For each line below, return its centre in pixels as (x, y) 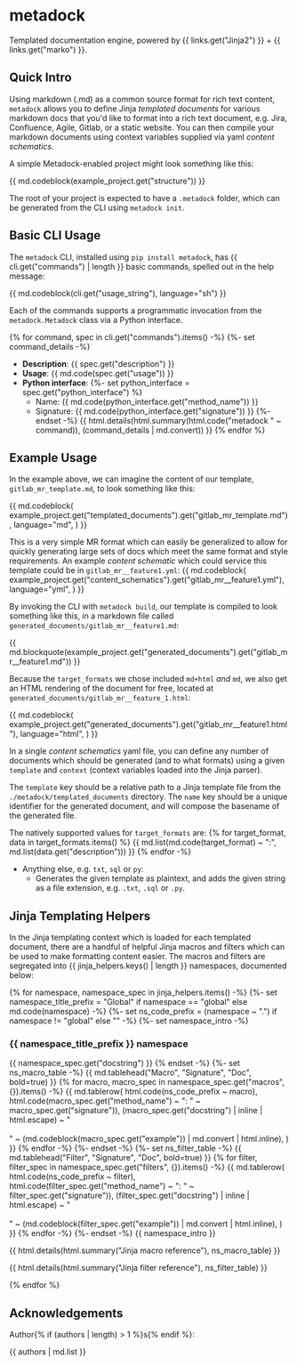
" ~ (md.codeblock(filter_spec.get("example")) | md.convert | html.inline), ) (146, 1224)
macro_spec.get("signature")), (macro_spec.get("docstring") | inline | (136, 1111)
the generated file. (43, 816)
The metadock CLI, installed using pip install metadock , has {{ (123, 257)
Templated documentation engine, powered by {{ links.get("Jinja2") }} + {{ (145, 40)
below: (21, 975)
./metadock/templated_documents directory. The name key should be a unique (148, 796)
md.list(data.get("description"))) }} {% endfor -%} (100, 852)
